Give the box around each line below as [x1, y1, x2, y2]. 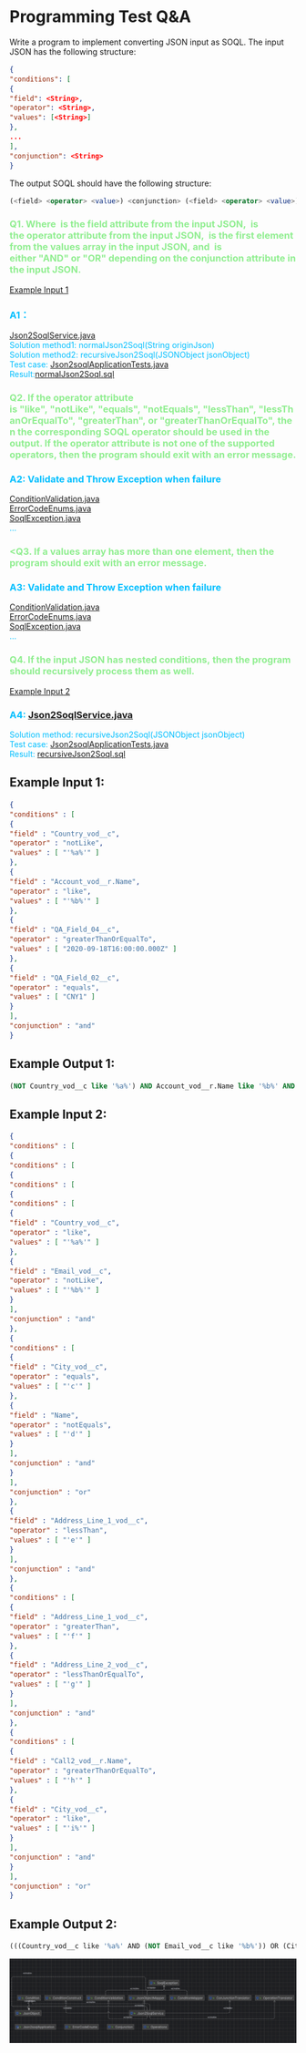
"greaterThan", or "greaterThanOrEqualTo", [76, 414, 276, 426]
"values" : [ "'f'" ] [9, 1631, 92, 1641]
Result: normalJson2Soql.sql [9, 369, 115, 380]
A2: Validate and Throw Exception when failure [9, 472, 221, 485]
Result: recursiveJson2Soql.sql [9, 749, 126, 760]
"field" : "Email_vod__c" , [9, 1267, 112, 1276]
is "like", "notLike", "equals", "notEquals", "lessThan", [9, 403, 257, 416]
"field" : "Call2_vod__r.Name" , [9, 1757, 132, 1766]
